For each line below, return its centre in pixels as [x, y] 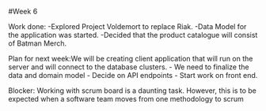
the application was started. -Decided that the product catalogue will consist [133, 35]
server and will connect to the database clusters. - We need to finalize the [129, 67]
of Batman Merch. [38, 43]
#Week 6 [23, 11]
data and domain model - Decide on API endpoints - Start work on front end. [133, 75]
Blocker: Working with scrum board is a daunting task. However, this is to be [133, 91]
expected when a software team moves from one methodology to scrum [126, 99]
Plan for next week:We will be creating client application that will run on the [131, 59]
